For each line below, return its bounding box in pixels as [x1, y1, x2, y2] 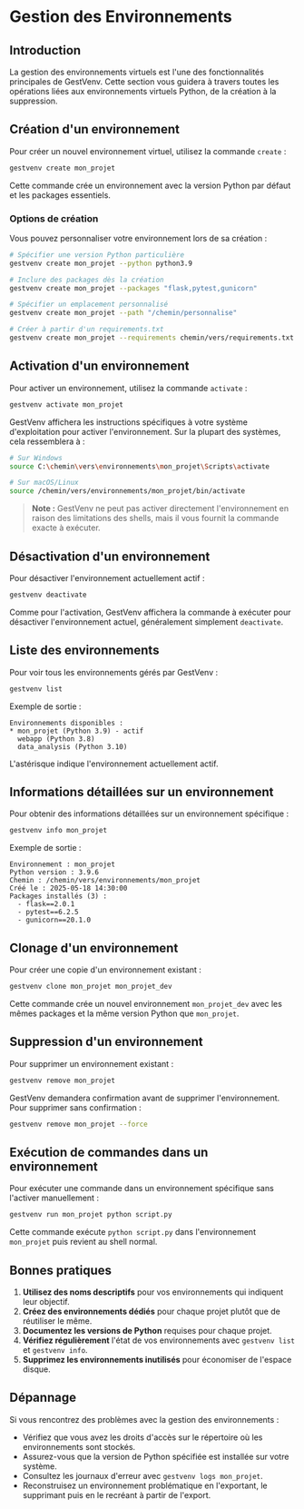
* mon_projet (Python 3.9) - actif [9, 726, 144, 735]
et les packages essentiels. [9, 189, 112, 201]
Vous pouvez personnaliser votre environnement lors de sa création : [9, 232, 268, 243]
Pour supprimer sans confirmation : [9, 1101, 142, 1113]
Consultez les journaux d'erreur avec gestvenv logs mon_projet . [22, 1470, 263, 1481]
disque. [22, 1364, 52, 1375]
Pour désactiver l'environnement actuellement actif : [9, 572, 205, 583]
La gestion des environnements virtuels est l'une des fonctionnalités [9, 66, 265, 77]
